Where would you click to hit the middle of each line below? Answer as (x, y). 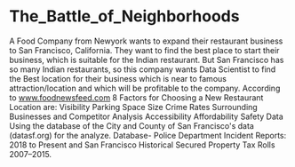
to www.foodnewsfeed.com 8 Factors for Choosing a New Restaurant (136, 97)
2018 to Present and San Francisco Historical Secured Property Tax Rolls (142, 145)
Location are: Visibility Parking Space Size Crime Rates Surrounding (133, 107)
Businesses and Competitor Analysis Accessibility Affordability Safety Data (147, 116)
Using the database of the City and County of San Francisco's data (132, 125)
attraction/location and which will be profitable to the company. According (145, 88)
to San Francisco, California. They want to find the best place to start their (144, 50)
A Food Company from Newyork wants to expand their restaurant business (146, 41)
